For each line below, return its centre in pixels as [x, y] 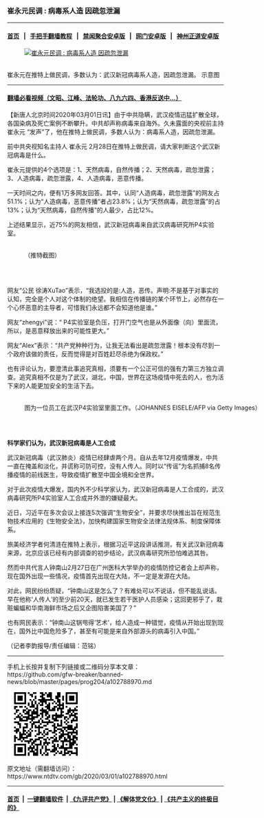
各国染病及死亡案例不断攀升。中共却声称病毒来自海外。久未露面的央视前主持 [115, 123]
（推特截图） [42, 255]
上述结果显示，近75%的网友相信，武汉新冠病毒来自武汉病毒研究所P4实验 [111, 224]
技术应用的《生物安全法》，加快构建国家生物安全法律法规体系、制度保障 [114, 521]
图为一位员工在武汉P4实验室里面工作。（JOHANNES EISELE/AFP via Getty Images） [143, 408]
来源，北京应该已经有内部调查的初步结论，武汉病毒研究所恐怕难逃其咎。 [109, 553]
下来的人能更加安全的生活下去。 [52, 386]
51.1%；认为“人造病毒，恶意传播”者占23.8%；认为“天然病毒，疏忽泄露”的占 [114, 201]
